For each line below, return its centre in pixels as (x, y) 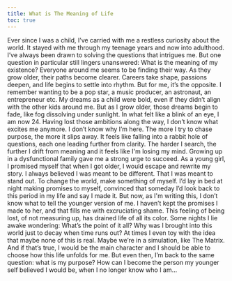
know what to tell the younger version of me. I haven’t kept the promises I (113, 203)
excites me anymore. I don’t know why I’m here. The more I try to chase (110, 129)
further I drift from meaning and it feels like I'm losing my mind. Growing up (115, 151)
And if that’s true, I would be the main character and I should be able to (109, 248)
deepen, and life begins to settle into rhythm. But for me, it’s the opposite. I (114, 84)
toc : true (22, 20)
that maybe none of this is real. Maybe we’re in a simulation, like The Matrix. (116, 240)
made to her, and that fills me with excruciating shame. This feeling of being (116, 211)
